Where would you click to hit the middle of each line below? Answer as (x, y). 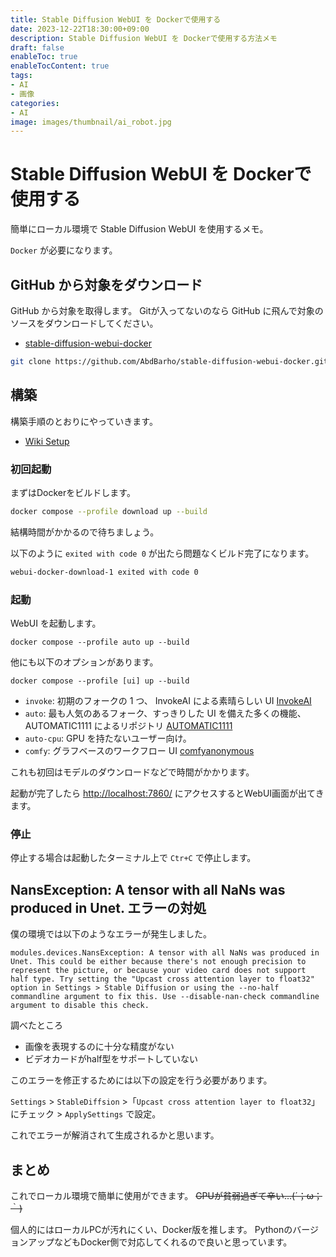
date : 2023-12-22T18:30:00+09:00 (80, 29)
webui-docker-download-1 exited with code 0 (104, 572)
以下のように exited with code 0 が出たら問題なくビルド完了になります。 (162, 553)
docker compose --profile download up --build (109, 511)
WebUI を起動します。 (56, 623)
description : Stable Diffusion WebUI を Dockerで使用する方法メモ (144, 38)
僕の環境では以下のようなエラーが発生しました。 (111, 934)
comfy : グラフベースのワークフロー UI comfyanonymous (139, 751)
